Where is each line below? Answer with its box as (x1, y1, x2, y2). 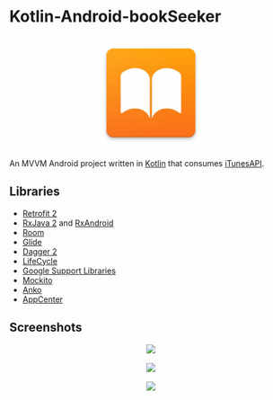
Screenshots (9, 320, 83, 335)
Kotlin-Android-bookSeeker (9, 6, 222, 27)
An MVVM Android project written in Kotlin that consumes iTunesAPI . (9, 157, 265, 168)
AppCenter (22, 294, 64, 305)
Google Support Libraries (22, 265, 117, 276)
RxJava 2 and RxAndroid (22, 218, 114, 228)
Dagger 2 (22, 245, 57, 257)
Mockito (22, 274, 53, 285)
